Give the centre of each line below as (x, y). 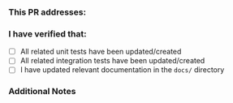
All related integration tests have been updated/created (112, 61)
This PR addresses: (47, 12)
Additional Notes (42, 92)
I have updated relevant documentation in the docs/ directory (122, 70)
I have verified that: (47, 33)
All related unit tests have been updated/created (101, 52)
